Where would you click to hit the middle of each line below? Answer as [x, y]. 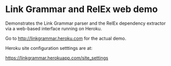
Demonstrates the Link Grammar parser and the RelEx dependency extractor [85, 23]
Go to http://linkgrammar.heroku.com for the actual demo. [66, 38]
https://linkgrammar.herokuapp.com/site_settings [57, 58]
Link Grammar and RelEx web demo [82, 9]
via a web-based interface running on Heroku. [54, 28]
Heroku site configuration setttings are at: [49, 48]
